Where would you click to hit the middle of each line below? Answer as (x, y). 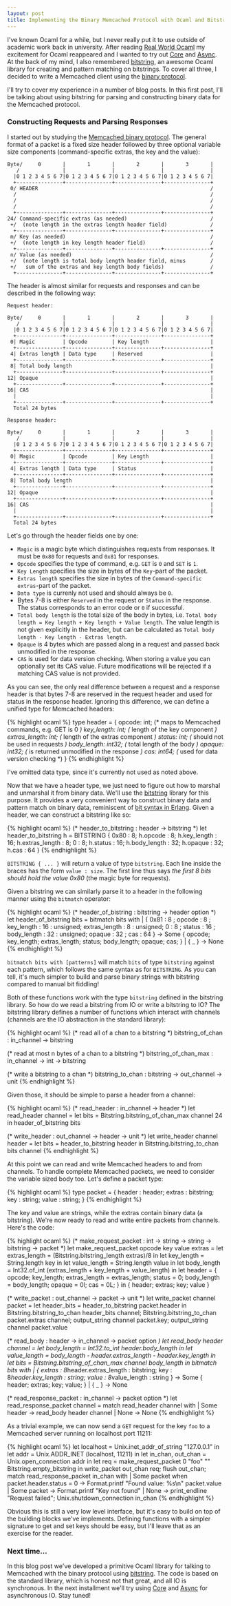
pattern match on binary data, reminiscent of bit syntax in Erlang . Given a (111, 807)
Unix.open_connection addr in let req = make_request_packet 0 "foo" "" (109, 1461)
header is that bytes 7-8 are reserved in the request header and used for (110, 694)
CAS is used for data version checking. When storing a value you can (114, 658)
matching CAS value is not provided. (69, 673)
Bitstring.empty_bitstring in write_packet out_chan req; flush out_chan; (107, 1468)
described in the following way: (52, 293)
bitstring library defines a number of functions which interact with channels (114, 1012)
